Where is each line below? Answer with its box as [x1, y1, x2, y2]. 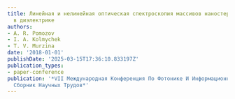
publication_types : [7, 62, 64, 69]
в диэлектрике [13, 17, 55, 24]
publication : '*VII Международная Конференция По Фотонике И [7, 75, 190, 82]
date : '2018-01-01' [7, 49, 64, 56]
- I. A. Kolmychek [7, 36, 61, 43]
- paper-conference [7, 68, 64, 75]
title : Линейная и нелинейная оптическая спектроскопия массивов [7, 10, 201, 17]
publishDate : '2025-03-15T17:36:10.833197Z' [7, 56, 139, 63]
